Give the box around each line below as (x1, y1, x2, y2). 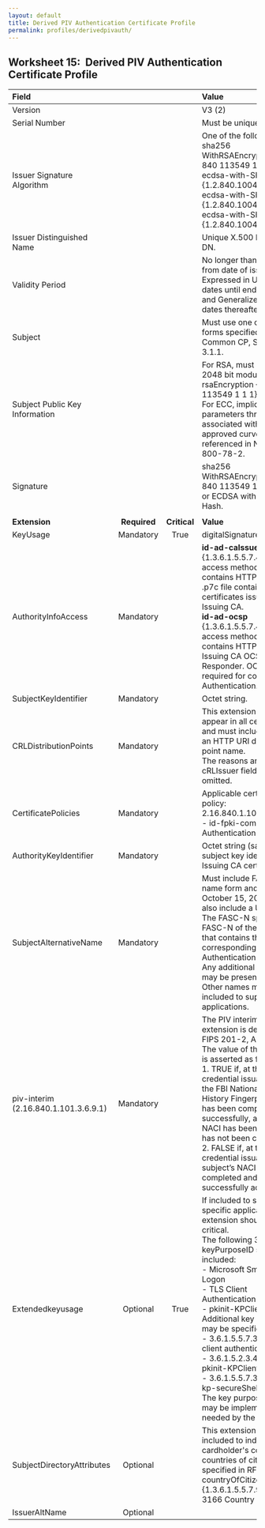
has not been (201, 1133, 251, 1144)
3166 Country (201, 1494, 255, 1505)
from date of (201, 265, 248, 276)
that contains (201, 932, 251, 943)
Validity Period (12, 280, 66, 291)
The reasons (201, 755, 248, 766)
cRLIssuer (201, 766, 239, 777)
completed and (201, 1172, 258, 1184)
